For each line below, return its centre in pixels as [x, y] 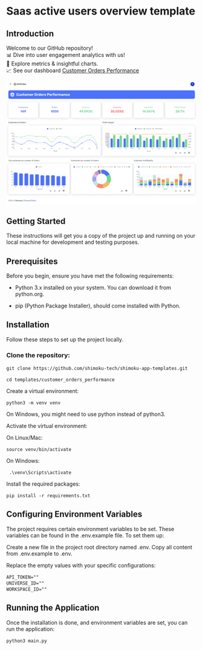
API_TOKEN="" [23, 577]
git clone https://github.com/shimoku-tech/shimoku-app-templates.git [97, 369]
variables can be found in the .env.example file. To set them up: [85, 535]
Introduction [30, 34]
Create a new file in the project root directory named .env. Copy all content [99, 547]
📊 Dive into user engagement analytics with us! [66, 55]
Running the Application [53, 608]
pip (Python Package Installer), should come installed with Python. [98, 306]
